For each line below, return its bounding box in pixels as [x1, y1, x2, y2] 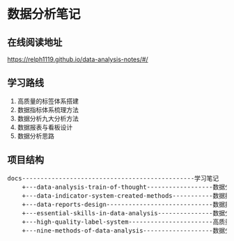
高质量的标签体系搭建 [17, 97, 79, 105]
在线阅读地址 [7, 36, 63, 48]
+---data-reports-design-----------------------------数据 [22, 200, 226, 208]
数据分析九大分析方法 [17, 114, 79, 123]
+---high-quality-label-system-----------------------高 [22, 217, 219, 226]
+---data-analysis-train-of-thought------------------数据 [22, 182, 226, 191]
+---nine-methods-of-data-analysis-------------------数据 [22, 226, 226, 234]
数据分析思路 [17, 132, 54, 140]
